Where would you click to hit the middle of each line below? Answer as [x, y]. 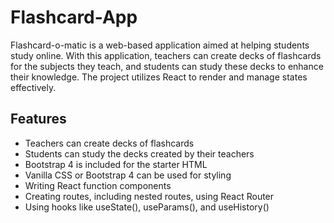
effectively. [33, 87]
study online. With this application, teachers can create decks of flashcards [166, 55]
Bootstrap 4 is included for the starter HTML [116, 164]
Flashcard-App [74, 17]
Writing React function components [98, 185]
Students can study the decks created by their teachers [139, 153]
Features [38, 119]
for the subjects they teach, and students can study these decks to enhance [167, 66]
